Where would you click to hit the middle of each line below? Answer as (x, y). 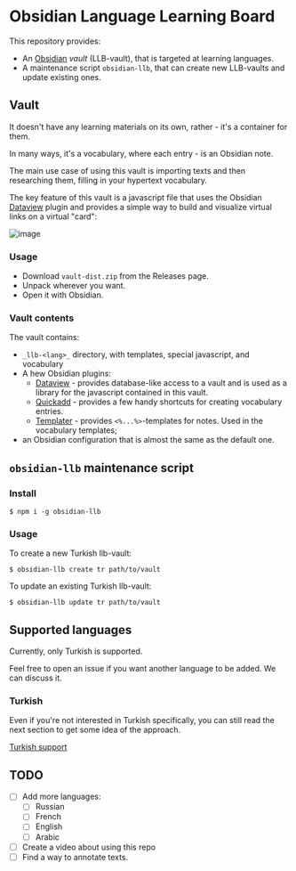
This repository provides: (55, 41)
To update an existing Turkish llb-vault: (80, 586)
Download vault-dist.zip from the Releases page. (115, 276)
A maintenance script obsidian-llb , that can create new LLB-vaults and (153, 68)
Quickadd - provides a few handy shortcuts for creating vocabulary (159, 402)
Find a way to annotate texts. (75, 857)
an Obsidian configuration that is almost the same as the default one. (148, 440)
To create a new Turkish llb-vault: (70, 553)
